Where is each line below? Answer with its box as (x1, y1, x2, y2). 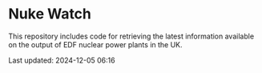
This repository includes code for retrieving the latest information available (8, 31, 255, 41)
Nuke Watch (8, 5, 92, 23)
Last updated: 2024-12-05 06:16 (8, 55, 115, 65)
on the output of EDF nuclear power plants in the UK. (8, 39, 183, 49)
